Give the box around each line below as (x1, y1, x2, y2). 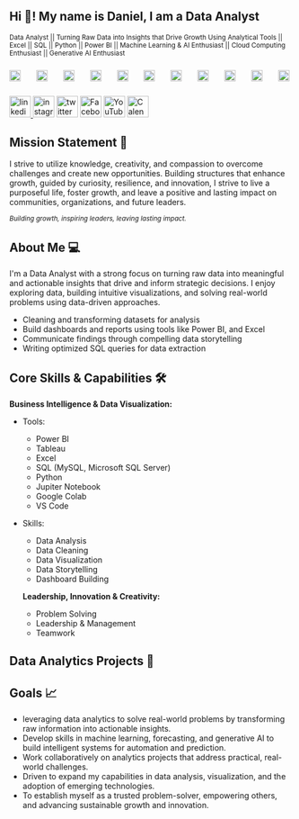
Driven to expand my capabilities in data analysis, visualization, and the (22, 771, 286, 782)
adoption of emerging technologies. (22, 780, 155, 792)
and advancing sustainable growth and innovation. (22, 800, 209, 811)
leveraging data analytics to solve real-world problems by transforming (22, 714, 286, 724)
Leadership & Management (35, 618, 136, 629)
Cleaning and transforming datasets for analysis (22, 314, 200, 325)
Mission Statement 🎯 (9, 135, 128, 150)
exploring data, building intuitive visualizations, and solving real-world (9, 287, 268, 298)
